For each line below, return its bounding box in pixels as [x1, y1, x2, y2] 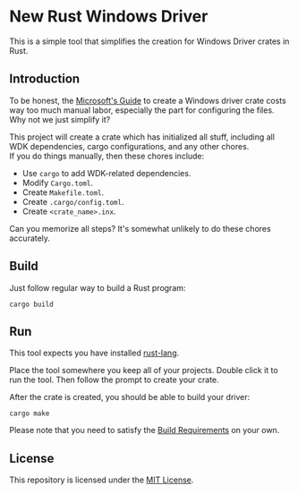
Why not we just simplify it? [9, 114, 111, 124]
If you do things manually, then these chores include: [9, 150, 205, 161]
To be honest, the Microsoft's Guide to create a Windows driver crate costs [9, 95, 286, 106]
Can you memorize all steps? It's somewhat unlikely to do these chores [9, 223, 271, 234]
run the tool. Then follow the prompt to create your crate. [9, 374, 219, 386]
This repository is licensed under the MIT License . [9, 474, 194, 485]
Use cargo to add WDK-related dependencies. [21, 167, 192, 178]
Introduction [9, 72, 81, 87]
